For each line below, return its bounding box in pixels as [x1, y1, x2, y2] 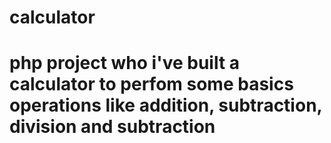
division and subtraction [9, 116, 216, 138]
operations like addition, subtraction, [9, 94, 323, 117]
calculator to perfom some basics [9, 73, 294, 96]
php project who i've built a [9, 52, 241, 75]
